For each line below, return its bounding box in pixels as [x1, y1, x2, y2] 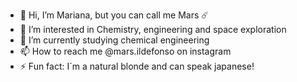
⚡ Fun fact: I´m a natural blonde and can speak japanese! [19, 60, 255, 72]
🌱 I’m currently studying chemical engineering [19, 34, 210, 46]
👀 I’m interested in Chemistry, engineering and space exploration [19, 24, 287, 35]
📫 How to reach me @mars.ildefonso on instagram [19, 45, 232, 57]
